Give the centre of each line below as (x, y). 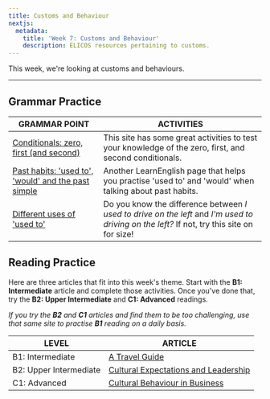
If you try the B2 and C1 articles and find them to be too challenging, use (129, 315)
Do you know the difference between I (175, 204)
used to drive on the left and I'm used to (178, 214)
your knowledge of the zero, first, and (174, 147)
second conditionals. (143, 158)
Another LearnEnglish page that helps (174, 171)
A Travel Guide (136, 356)
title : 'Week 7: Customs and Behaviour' (91, 38)
